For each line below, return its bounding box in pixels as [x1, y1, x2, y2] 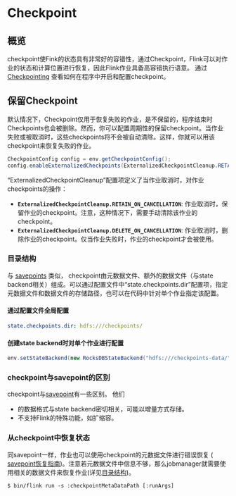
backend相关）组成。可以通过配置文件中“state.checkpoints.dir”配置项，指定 [7, 280, 228, 288]
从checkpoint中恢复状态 [7, 433, 90, 443]
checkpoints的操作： [7, 185, 68, 193]
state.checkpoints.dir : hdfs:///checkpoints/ [7, 323, 143, 330]
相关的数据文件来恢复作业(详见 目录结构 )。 [13, 468, 136, 476]
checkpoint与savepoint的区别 [7, 372, 110, 382]
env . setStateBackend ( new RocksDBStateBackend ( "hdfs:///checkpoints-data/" [7, 354, 231, 362]
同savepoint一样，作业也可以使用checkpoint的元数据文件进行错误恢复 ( [7, 450, 214, 459]
